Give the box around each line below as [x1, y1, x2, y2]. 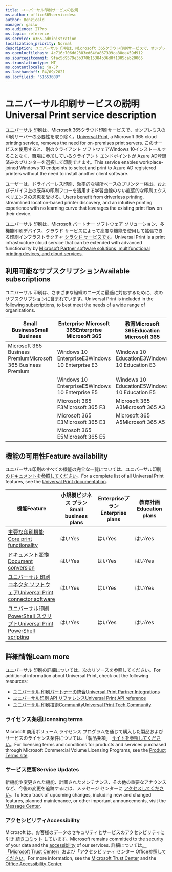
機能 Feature [17, 505, 47, 513]
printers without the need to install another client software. [5, 170, 129, 176]
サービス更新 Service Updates [5, 766, 79, 773]
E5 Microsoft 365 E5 [57, 433, 106, 440]
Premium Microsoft [8, 355, 53, 362]
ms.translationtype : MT [5, 60, 56, 65]
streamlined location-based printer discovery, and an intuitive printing [5, 199, 153, 205]
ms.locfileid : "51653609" [5, 74, 60, 80]
